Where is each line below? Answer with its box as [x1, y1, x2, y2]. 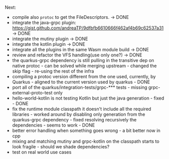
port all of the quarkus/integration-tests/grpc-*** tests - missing [12, 84, 148, 90]
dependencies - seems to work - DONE [12, 122, 95, 128]
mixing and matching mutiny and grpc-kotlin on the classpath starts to [12, 138, 160, 144]
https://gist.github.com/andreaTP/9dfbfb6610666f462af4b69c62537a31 [12, 25, 164, 31]
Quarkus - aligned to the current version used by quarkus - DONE [12, 79, 150, 85]
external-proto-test [12, 90, 53, 96]
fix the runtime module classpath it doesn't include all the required [12, 106, 151, 112]
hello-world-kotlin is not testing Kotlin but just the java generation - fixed [12, 95, 164, 101]
